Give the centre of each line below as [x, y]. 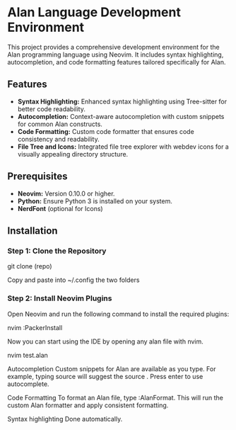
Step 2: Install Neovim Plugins [60, 298]
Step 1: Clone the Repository [57, 251]
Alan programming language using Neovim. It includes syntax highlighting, [116, 55]
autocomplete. [28, 384]
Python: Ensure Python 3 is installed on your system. [95, 201]
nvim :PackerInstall [35, 327]
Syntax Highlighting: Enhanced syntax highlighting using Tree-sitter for [122, 101]
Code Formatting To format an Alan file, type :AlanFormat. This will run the [116, 397]
